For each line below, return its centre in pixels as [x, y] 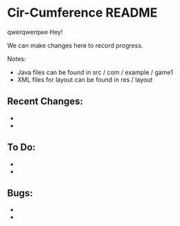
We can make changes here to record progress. [75, 45]
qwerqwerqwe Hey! [35, 32]
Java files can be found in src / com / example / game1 [95, 72]
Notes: [17, 59]
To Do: [21, 147]
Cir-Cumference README [82, 13]
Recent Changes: [45, 102]
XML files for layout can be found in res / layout [85, 79]
